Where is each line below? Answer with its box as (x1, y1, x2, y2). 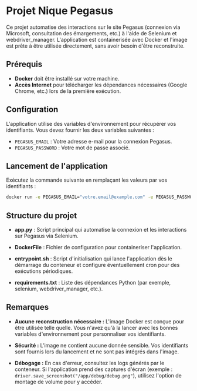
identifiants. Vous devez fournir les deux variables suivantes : (6, 126, 154, 133)
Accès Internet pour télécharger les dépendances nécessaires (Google (14, 81, 188, 88)
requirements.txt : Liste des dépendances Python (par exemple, (14, 279, 171, 286)
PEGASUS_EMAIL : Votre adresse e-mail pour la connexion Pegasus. (14, 138, 172, 145)
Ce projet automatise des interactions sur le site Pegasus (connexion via (6, 24, 181, 31)
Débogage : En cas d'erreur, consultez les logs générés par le (14, 359, 165, 366)
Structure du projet (6, 210, 77, 220)
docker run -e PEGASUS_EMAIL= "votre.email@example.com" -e (6, 194, 154, 200)
